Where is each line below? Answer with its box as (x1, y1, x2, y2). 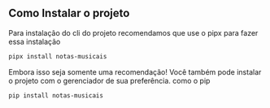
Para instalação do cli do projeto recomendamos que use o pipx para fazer (8, 28, 259, 37)
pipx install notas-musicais (8, 52, 107, 60)
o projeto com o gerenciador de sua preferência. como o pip (8, 76, 211, 85)
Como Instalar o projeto (8, 6, 130, 20)
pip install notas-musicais (8, 91, 104, 100)
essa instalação (8, 37, 61, 46)
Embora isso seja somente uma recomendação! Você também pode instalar (8, 67, 262, 76)
